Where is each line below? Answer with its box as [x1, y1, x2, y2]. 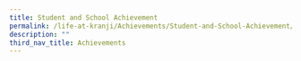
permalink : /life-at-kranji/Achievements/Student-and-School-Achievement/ [9, 22, 295, 30]
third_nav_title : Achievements [9, 38, 126, 48]
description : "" [9, 30, 70, 39]
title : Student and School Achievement [9, 13, 159, 22]
